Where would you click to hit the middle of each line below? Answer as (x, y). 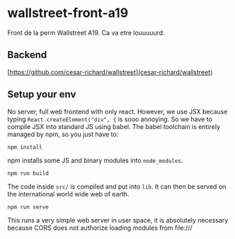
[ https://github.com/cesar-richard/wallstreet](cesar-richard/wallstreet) (110, 72)
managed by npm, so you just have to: (63, 134)
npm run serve (28, 207)
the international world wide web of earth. (68, 194)
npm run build (28, 173)
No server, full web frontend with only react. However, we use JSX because (117, 111)
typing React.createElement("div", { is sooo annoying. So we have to (110, 119)
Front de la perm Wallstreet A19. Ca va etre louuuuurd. (86, 33)
